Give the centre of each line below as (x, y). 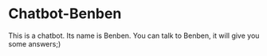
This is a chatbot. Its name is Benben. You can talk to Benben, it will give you (134, 35)
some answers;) (35, 43)
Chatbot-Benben (65, 14)
